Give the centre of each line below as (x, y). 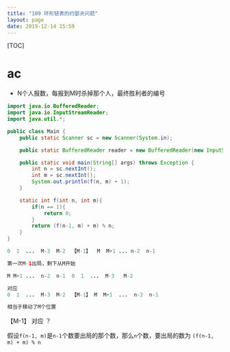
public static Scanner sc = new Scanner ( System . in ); (96, 138)
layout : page (26, 20)
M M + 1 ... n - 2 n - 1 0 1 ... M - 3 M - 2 (70, 276)
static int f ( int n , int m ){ (61, 200)
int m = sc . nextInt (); (64, 176)
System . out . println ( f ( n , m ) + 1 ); (81, 182)
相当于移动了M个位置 (32, 307)
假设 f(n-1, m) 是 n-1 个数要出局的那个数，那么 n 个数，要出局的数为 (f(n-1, (111, 336)
